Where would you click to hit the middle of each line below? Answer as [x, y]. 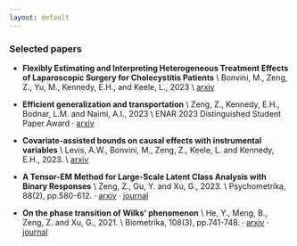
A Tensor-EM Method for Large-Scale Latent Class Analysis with [144, 176]
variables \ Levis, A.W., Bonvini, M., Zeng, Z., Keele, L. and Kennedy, [148, 150]
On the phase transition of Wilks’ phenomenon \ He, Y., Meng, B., [144, 213]
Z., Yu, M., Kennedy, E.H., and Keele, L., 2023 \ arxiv [118, 86]
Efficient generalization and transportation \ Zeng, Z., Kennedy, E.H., [151, 104]
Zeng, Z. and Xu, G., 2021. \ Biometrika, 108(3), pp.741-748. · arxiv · [145, 222]
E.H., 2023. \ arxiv [55, 159]
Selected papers [45, 48]
